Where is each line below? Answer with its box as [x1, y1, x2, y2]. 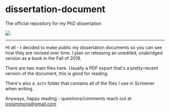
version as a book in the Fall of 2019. [5, 55, 82, 61]
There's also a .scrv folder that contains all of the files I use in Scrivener [5, 80, 155, 86]
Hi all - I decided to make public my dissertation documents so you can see [5, 44, 162, 50]
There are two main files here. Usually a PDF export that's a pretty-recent [5, 65, 158, 71]
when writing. [5, 85, 34, 92]
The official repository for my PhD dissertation [5, 20, 102, 26]
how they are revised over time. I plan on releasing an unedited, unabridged [5, 50, 163, 56]
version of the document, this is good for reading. [5, 70, 109, 77]
